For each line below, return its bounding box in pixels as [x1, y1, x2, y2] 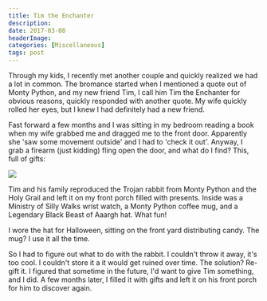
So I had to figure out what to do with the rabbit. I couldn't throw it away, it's [8, 249, 257, 259]
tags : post [8, 49, 45, 57]
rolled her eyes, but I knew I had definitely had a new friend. [8, 105, 206, 114]
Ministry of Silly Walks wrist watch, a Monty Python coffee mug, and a [8, 201, 238, 211]
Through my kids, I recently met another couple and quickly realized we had [8, 71, 258, 80]
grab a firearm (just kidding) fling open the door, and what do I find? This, [8, 145, 249, 155]
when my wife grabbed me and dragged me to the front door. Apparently [8, 129, 248, 138]
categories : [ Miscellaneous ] [8, 42, 105, 50]
